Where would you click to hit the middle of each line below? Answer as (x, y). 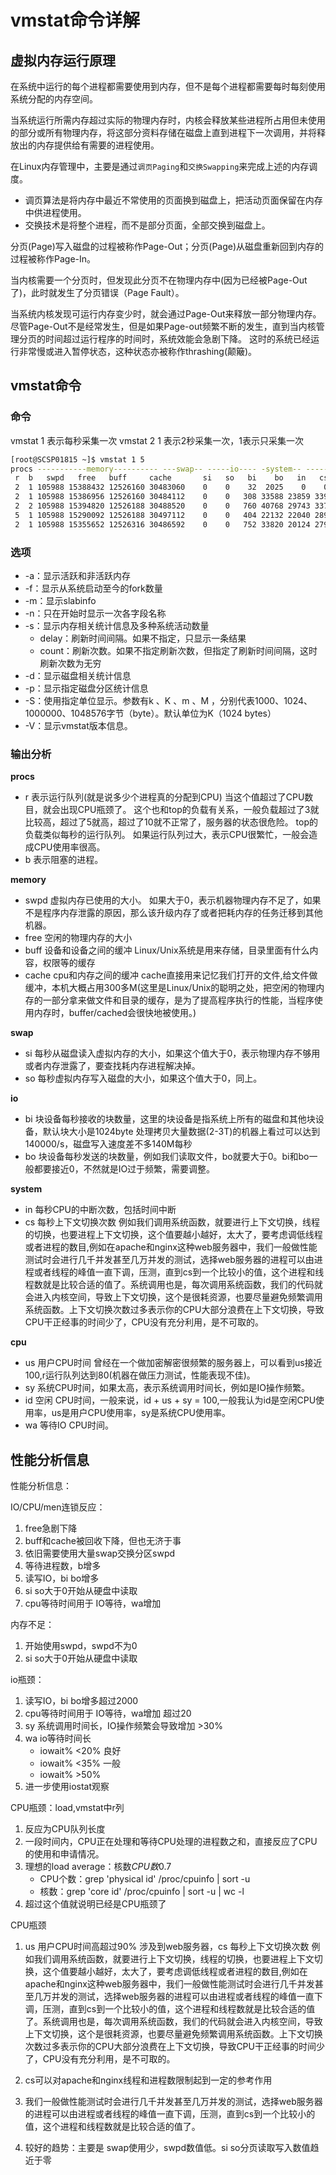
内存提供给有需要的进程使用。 (98, 145)
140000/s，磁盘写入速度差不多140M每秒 (108, 1144)
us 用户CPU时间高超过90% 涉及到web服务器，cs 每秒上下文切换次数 (167, 1947)
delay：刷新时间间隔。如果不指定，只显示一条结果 (143, 638)
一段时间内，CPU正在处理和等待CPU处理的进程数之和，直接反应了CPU (171, 1842)
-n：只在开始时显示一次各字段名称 (95, 613)
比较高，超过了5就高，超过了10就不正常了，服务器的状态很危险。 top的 (171, 822)
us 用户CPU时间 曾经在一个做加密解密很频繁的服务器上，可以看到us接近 (173, 1363)
